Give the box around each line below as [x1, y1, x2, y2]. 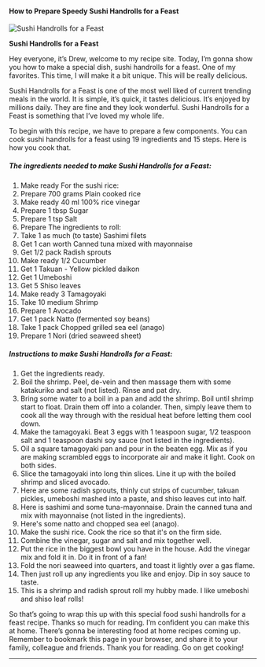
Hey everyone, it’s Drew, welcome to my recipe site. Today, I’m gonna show [9, 54, 253, 64]
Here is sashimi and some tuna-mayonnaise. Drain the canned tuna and [20, 503, 252, 512]
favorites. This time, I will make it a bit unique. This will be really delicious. [9, 71, 248, 80]
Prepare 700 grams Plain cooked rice [20, 189, 141, 199]
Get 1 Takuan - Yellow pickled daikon [20, 264, 140, 274]
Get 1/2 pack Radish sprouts [20, 247, 112, 257]
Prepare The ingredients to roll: [20, 222, 121, 232]
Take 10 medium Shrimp [20, 298, 99, 307]
